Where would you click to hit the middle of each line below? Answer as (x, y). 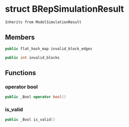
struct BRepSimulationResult (64, 9)
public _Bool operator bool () (36, 97)
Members (20, 38)
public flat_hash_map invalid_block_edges (49, 49)
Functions (21, 73)
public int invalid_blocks (32, 57)
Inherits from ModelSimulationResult (43, 22)
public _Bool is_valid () (30, 120)
